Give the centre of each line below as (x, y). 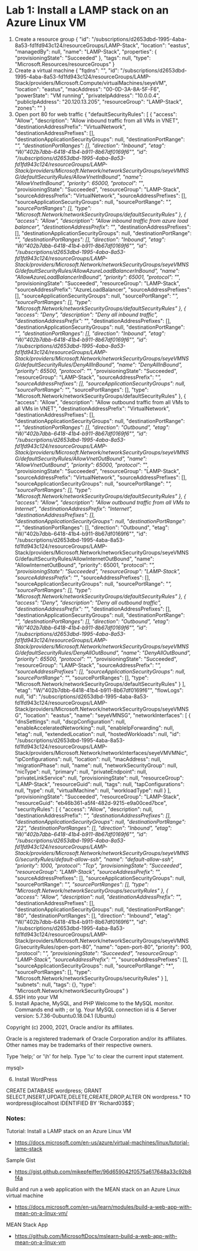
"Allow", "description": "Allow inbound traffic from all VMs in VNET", (97, 120)
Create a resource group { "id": (52, 39)
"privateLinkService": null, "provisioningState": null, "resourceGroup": (99, 778)
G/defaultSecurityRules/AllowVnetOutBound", (70, 458)
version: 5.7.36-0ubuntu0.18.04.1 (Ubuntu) (65, 1016)
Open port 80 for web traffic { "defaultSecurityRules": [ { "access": (96, 114)
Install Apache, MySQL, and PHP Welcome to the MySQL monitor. (94, 1003)
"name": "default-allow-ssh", (139, 859)
